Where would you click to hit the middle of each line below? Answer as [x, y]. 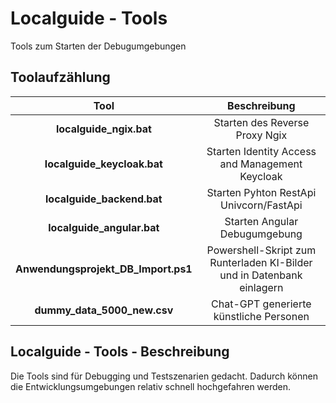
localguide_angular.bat [104, 227]
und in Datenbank [261, 275]
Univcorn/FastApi [261, 205]
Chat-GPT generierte [261, 304]
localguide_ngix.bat [103, 129]
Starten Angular [261, 221]
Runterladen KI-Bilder [261, 262]
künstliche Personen [261, 316]
